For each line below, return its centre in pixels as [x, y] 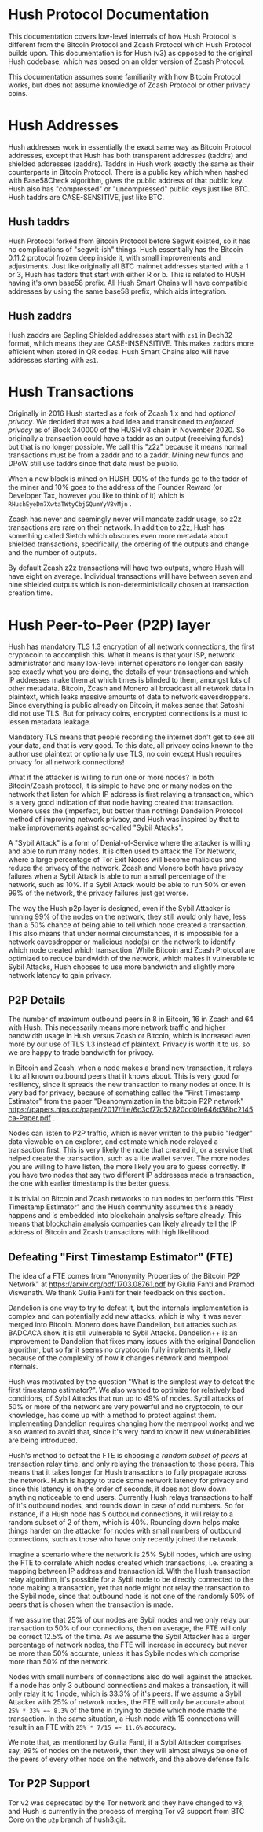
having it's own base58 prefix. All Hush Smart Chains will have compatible [128, 283]
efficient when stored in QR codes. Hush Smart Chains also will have [119, 351]
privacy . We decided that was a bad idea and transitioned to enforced [121, 422]
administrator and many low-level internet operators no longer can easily [126, 664]
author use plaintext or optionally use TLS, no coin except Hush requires [125, 754]
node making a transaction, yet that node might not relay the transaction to [129, 1588]
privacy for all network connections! [66, 762]
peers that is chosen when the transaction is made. [91, 1604]
